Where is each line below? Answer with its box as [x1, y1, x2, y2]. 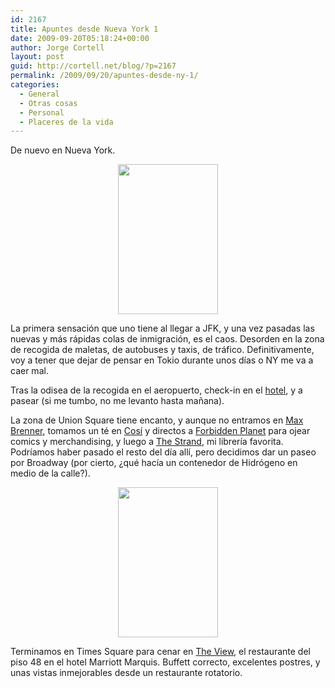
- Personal [19, 107, 65, 118]
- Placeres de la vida [19, 117, 114, 127]
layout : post [10, 52, 65, 62]
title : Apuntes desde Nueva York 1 [10, 24, 159, 34]
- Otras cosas [19, 98, 78, 108]
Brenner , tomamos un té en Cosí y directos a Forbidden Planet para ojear [10, 425, 311, 437]
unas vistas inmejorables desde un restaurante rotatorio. [10, 667, 243, 679]
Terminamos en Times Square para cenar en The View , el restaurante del [10, 646, 311, 658]
